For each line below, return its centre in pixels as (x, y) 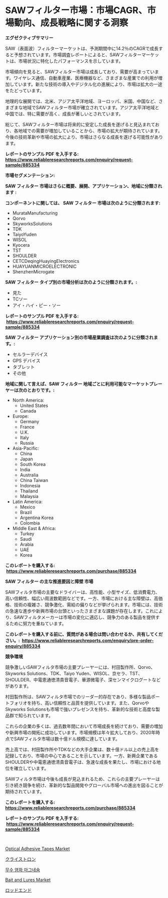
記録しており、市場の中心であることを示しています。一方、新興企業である (81, 756)
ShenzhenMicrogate (33, 271)
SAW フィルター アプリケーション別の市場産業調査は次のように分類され (79, 337)
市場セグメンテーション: (30, 175)
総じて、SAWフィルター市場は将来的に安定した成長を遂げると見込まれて (80, 124)
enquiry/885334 (23, 646)
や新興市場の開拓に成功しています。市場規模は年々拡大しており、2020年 (80, 732)
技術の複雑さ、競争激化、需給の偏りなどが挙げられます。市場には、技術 (88, 605)
